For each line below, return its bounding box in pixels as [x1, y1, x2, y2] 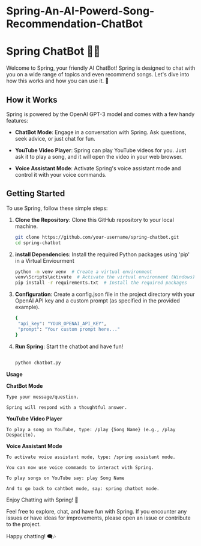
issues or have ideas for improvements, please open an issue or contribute [6, 514, 191, 521]
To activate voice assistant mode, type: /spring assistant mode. [6, 454, 176, 460]
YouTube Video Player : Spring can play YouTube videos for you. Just [14, 146, 187, 154]
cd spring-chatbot [14, 239, 61, 246]
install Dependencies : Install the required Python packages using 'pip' [14, 251, 190, 258]
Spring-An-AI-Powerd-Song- [6, 4, 155, 18]
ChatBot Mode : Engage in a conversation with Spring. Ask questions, [14, 128, 187, 136]
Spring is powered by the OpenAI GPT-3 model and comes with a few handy [6, 110, 195, 118]
